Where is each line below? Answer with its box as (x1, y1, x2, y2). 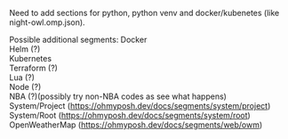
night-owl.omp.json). (9, 17, 86, 28)
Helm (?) (9, 44, 41, 54)
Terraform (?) (9, 62, 58, 73)
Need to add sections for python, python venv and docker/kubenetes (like (9, 8, 280, 18)
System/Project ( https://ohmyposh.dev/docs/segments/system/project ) (9, 101, 271, 110)
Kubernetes (9, 53, 52, 63)
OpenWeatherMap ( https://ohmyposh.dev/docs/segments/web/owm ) (9, 119, 263, 130)
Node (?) (9, 82, 42, 92)
